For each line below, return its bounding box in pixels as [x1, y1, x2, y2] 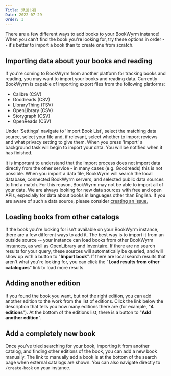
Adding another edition [5, 279, 81, 288]
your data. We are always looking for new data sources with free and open [5, 187, 162, 193]
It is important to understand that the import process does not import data [5, 160, 161, 166]
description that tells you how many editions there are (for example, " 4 [5, 303, 154, 309]
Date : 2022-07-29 [5, 12, 42, 17]
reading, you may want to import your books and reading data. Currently [5, 76, 158, 82]
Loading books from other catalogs [5, 213, 119, 222]
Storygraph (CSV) [12, 113, 51, 119]
